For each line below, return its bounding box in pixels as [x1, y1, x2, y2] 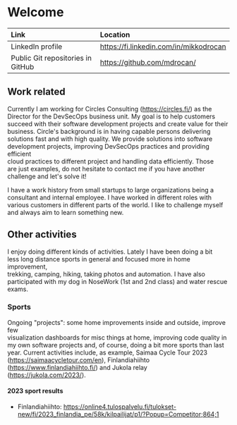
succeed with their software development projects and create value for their [7, 119, 229, 128]
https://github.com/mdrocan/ [99, 57, 196, 67]
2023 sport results [7, 387, 63, 395]
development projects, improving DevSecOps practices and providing [7, 142, 209, 150]
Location [99, 30, 130, 39]
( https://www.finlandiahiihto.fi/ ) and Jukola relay [7, 363, 148, 371]
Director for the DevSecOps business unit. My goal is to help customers [7, 112, 216, 121]
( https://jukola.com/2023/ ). [7, 371, 86, 379]
